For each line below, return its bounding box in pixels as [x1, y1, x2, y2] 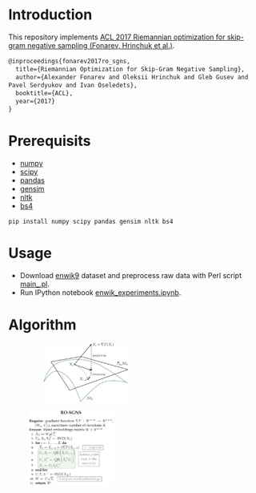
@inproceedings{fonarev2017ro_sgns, [8, 57, 130, 65]
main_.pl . [19, 279, 50, 289]
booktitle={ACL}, [15, 89, 74, 97]
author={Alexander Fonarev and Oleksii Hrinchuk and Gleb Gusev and [15, 73, 249, 81]
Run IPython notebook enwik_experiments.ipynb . [19, 287, 182, 297]
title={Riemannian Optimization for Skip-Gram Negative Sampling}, [15, 65, 246, 73]
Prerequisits [8, 132, 91, 150]
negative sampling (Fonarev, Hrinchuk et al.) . [26, 40, 175, 50]
